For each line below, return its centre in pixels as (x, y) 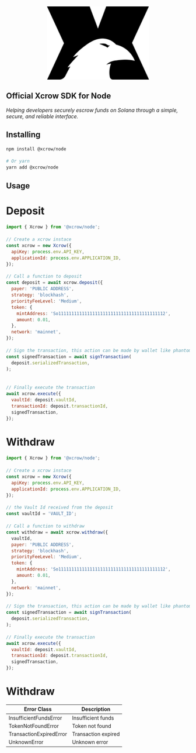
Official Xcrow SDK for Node (59, 96)
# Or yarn (18, 161)
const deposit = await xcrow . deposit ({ (55, 283)
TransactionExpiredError (38, 734)
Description (96, 709)
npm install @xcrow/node (36, 149)
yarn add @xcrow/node (32, 167)
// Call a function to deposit (44, 276)
